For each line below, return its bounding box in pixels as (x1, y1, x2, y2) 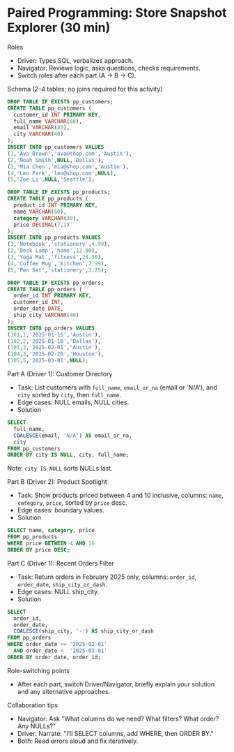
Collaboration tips (7, 700, 58, 709)
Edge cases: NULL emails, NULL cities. (17, 398, 130, 406)
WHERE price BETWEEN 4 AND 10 (7, 540, 95, 547)
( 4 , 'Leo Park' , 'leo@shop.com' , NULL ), (7, 170, 117, 177)
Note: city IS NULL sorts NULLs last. (7, 464, 113, 473)
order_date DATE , (13, 305, 64, 312)
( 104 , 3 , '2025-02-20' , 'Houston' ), (7, 351, 104, 357)
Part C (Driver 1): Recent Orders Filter (7, 559, 114, 567)
